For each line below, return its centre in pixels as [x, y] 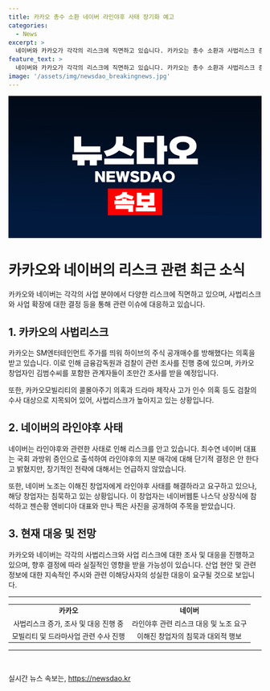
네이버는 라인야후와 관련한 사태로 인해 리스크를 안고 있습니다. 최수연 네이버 [125, 448]
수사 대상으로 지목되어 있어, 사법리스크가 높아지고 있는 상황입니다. [111, 400]
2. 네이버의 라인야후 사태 [65, 428]
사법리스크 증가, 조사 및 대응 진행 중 [69, 624]
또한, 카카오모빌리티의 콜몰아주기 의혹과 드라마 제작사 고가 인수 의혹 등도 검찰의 [133, 390]
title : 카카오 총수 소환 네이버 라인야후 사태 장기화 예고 [91, 17]
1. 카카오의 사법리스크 [59, 332]
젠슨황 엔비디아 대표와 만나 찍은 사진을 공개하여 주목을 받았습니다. [132, 505]
